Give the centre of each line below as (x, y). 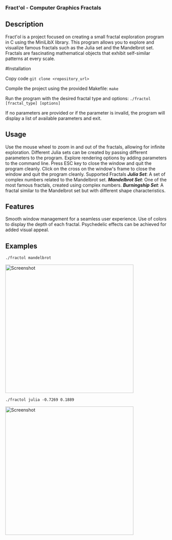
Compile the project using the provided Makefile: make (62, 88)
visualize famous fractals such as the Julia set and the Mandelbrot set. (80, 47)
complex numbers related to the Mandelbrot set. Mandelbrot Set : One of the (86, 179)
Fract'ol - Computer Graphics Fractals (53, 8)
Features (20, 206)
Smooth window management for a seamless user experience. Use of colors (86, 219)
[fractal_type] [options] (33, 103)
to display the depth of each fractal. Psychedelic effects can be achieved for (86, 225)
